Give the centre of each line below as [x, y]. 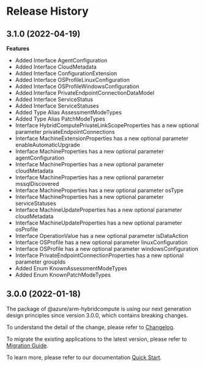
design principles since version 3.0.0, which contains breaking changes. [97, 315]
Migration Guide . [28, 345]
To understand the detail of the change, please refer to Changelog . [91, 327]
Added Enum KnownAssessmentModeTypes [71, 268]
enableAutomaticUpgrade [48, 145]
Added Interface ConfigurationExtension [66, 73]
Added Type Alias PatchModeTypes [60, 119]
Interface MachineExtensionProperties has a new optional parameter [102, 138]
